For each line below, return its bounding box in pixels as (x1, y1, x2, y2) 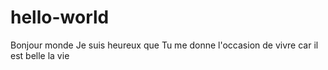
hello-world (10, 6, 110, 29)
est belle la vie (10, 49, 70, 61)
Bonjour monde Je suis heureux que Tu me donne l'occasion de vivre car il (10, 39, 319, 51)
